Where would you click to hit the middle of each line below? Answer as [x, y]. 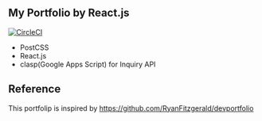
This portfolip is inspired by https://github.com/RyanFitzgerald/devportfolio [131, 108]
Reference [35, 89]
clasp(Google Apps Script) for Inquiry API [88, 64]
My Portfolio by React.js [69, 13]
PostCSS [34, 47]
